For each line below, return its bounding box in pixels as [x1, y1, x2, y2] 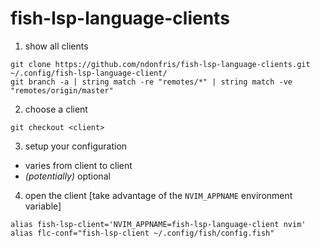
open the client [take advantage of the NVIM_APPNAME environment [24, 189, 293, 201]
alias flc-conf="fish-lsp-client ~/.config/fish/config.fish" [10, 228, 275, 238]
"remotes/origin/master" [10, 85, 114, 96]
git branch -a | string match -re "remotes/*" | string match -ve [10, 77, 293, 87]
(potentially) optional [24, 170, 111, 182]
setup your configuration [24, 140, 128, 152]
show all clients [24, 40, 89, 52]
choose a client [24, 103, 88, 115]
